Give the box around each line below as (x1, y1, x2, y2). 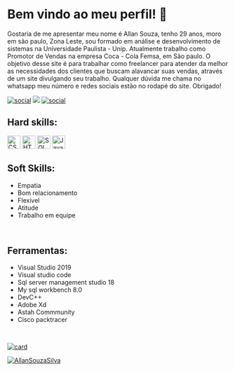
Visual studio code (17, 271, 72, 279)
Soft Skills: (7, 163, 55, 175)
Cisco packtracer (17, 316, 68, 324)
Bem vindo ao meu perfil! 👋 (7, 6, 168, 22)
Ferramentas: (7, 245, 68, 257)
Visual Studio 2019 (17, 263, 72, 272)
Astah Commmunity (17, 308, 75, 316)
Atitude (17, 203, 39, 212)
